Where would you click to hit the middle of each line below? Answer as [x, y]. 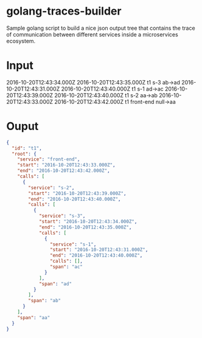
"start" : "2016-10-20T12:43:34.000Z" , [88, 222]
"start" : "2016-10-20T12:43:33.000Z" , [66, 165]
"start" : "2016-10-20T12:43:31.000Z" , [99, 250]
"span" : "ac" [66, 267]
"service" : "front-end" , [49, 159]
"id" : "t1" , [27, 148]
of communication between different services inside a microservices [92, 34]
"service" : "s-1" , [73, 244]
